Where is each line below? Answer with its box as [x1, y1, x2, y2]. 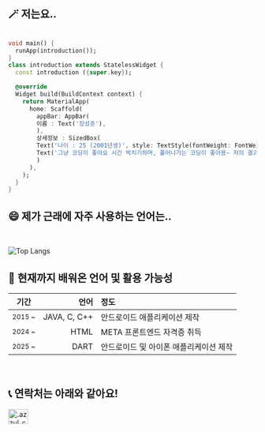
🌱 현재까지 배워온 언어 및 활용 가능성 [8, 271, 174, 284]
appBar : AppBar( [36, 112, 90, 120]
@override [15, 83, 47, 91]
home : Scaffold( [28, 105, 83, 113]
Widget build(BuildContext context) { [15, 90, 144, 99]
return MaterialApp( [22, 97, 90, 105]
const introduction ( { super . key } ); [15, 69, 132, 77]
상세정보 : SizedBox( [36, 134, 101, 142]
